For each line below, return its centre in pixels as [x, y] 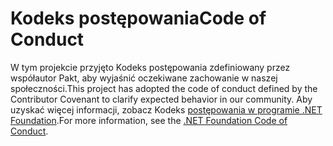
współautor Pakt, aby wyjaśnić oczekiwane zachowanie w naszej [144, 78]
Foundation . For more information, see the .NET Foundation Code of [149, 120]
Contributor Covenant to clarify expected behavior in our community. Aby [161, 99]
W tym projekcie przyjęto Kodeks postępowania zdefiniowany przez [150, 67]
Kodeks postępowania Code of [138, 18]
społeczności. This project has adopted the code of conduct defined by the [164, 88]
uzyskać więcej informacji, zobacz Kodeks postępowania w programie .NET [166, 109]
